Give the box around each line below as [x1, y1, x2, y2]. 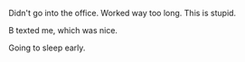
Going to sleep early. [8, 42, 86, 53]
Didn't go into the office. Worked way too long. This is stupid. [8, 8, 237, 18]
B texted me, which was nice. [8, 25, 118, 35]
